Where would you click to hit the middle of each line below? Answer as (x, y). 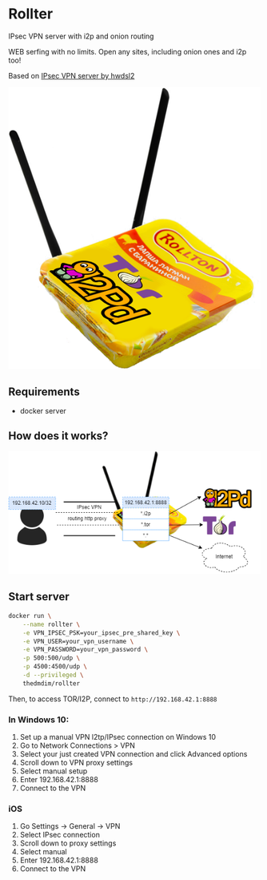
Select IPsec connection (60, 835)
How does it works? (58, 436)
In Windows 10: (39, 720)
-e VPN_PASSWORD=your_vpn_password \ (86, 650)
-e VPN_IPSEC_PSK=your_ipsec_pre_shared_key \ (102, 633)
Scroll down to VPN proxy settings (76, 763)
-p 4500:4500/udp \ (55, 667)
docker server (43, 411)
